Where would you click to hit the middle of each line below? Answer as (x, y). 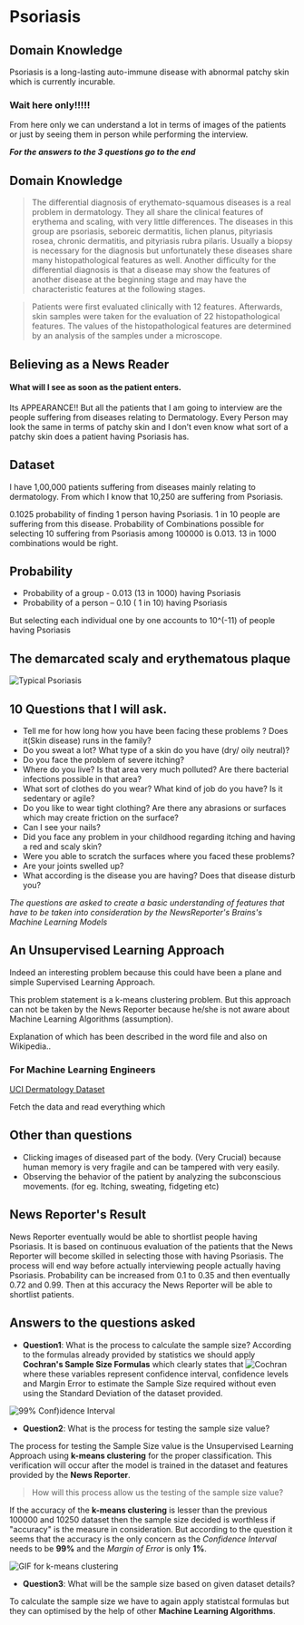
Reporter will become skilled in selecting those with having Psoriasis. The (147, 1256)
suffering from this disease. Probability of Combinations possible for (137, 524)
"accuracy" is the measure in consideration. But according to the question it (151, 1529)
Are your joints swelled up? (73, 866)
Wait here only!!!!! (50, 104)
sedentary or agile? (59, 798)
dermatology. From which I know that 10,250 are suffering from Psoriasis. (147, 496)
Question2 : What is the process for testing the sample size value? (146, 1428)
